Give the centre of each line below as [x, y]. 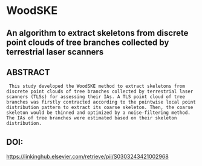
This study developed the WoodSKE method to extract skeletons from [97, 86]
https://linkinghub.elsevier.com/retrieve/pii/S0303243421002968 [88, 157]
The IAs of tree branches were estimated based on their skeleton [92, 118]
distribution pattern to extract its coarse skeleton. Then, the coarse [100, 108]
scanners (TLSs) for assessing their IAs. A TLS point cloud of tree [96, 97]
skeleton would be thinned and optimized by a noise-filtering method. [98, 113]
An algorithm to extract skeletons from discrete [97, 33]
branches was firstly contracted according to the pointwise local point [101, 102]
